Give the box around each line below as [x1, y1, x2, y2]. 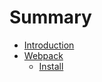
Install [38, 60, 64, 72]
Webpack [23, 49, 64, 61]
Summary [9, 6, 92, 29]
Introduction [23, 39, 75, 51]
